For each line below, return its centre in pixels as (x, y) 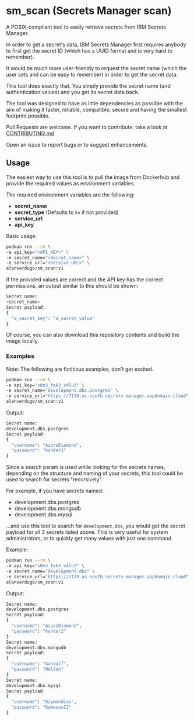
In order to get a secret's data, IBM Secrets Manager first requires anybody (96, 44)
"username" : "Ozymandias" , (44, 702)
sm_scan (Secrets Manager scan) (89, 11)
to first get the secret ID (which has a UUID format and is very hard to (89, 50)
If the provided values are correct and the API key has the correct (84, 280)
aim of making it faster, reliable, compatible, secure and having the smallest (97, 109)
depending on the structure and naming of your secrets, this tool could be (95, 473)
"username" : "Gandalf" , (40, 664)
